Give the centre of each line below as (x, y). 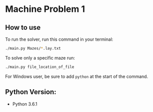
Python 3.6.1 (25, 104)
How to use (23, 28)
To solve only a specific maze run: (40, 57)
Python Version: (31, 92)
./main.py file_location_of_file (40, 67)
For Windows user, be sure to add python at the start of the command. (76, 76)
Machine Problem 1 (45, 9)
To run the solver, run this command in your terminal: (59, 39)
